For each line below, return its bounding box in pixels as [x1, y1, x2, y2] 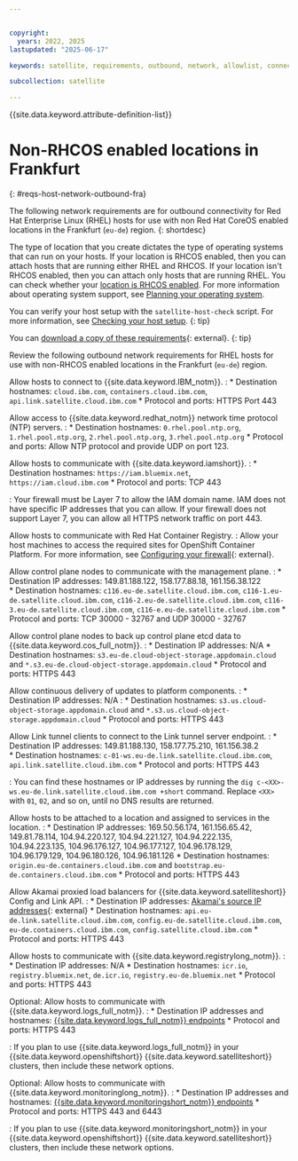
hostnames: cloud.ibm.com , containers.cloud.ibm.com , [9, 386, 208, 397]
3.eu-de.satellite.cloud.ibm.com [9, 605, 133, 615]
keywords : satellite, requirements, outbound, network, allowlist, [9, 61, 264, 70]
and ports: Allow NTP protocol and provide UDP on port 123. [9, 441, 229, 452]
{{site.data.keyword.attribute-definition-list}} [9, 109, 173, 120]
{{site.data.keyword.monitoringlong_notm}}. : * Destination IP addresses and [9, 1087, 289, 1098]
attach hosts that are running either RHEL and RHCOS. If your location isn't [9, 261, 282, 272]
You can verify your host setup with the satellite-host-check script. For [9, 306, 274, 317]
